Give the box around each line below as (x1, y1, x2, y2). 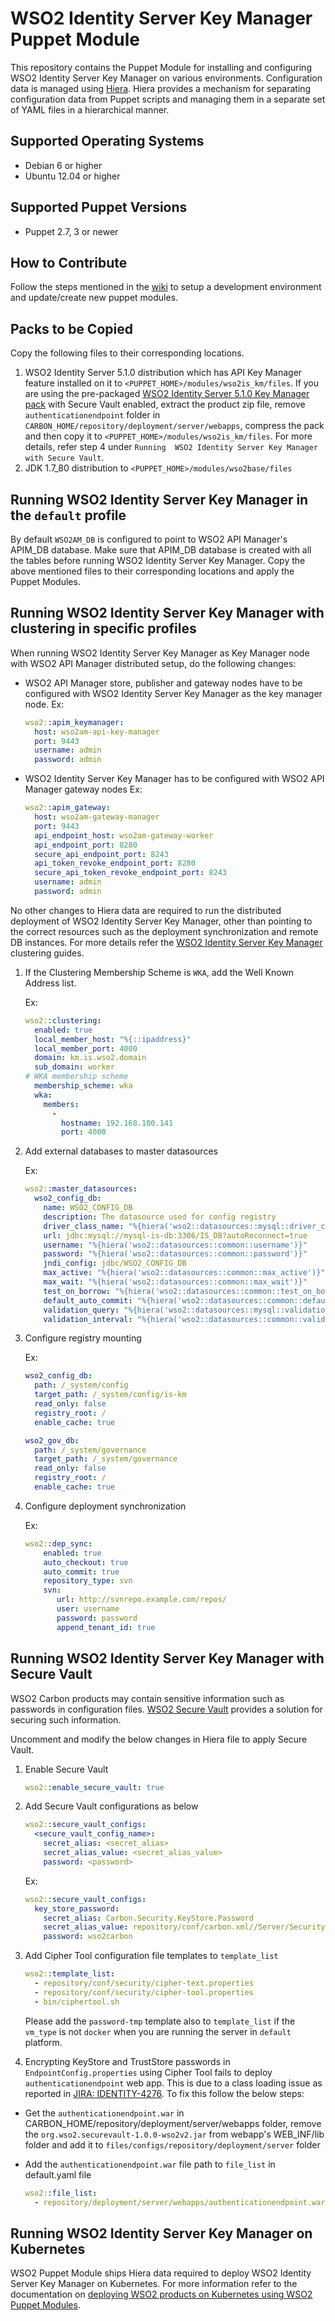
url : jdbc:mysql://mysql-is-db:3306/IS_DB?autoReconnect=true (43, 1230, 308, 1241)
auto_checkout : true (43, 1557, 129, 1567)
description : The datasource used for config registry (43, 1212, 277, 1222)
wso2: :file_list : (24, 2188, 98, 2198)
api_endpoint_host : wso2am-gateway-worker (34, 830, 214, 841)
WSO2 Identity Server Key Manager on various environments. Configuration (10, 72, 323, 84)
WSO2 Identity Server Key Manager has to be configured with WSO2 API (24, 773, 325, 785)
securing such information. (10, 1713, 122, 1726)
